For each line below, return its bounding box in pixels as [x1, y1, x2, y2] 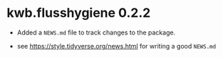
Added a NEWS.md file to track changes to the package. [16, 28, 176, 37]
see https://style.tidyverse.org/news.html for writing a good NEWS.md [16, 42, 217, 50]
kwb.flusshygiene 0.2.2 [6, 5, 151, 21]
